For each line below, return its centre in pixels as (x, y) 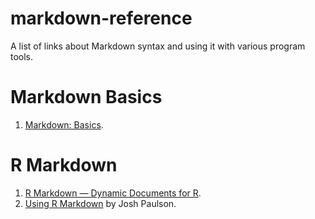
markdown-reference (101, 18)
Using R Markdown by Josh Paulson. (100, 203)
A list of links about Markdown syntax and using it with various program (158, 46)
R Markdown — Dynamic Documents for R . (113, 193)
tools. (22, 56)
